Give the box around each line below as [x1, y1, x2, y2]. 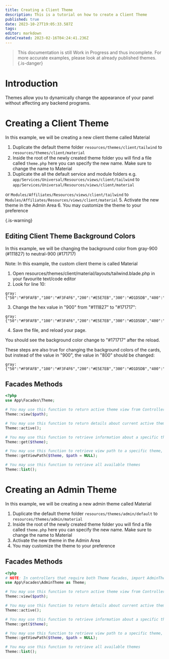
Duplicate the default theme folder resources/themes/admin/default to [12, 511, 158, 517]
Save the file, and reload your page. [12, 327, 87, 333]
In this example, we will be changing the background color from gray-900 [5, 245, 157, 251]
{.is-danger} [17, 60, 43, 66]
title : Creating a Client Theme [5, 7, 73, 13]
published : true [5, 17, 39, 22]
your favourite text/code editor [12, 276, 76, 282]
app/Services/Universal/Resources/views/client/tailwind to [12, 176, 140, 182]
